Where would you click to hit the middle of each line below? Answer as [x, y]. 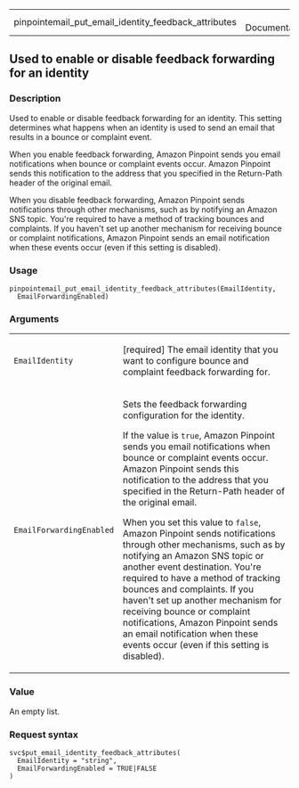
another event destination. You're [192, 567]
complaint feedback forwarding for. [197, 372]
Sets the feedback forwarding [185, 405]
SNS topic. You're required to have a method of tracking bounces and [137, 218]
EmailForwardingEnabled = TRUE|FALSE [87, 768]
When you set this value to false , [192, 522]
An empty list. [35, 711]
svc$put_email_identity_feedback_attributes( [95, 752]
